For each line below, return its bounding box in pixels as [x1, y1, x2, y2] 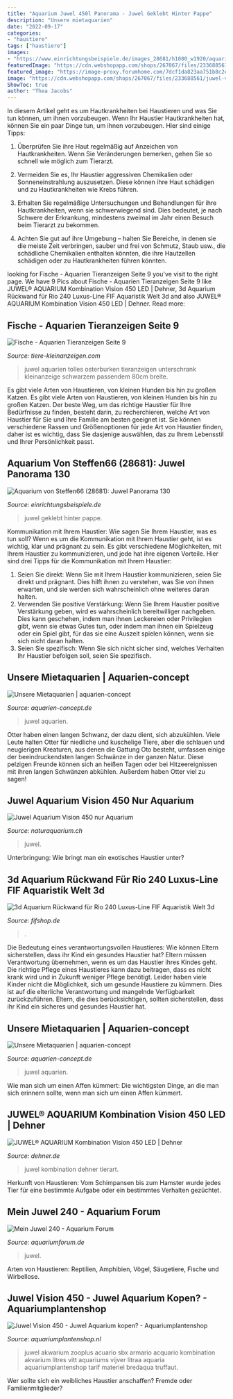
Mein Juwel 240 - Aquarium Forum [7, 1206, 161, 1218]
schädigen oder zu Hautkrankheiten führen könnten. [17, 256, 167, 265]
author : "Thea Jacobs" [7, 88, 73, 94]
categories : [7, 29, 42, 37]
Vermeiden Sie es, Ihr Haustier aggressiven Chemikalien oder [17, 171, 193, 179]
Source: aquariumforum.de [7, 1238, 85, 1246]
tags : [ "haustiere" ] [7, 42, 67, 49]
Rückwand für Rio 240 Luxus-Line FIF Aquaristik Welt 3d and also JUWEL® [7, 292, 222, 301]
